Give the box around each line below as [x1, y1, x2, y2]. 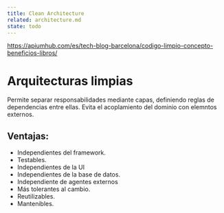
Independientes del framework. [16, 148, 107, 157]
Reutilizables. [16, 192, 55, 201]
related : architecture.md [7, 16, 81, 23]
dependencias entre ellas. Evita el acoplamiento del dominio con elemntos [7, 103, 217, 111]
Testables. [16, 156, 47, 164]
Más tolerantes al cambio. [16, 185, 91, 193]
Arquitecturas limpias [7, 73, 133, 89]
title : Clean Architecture [7, 10, 85, 17]
